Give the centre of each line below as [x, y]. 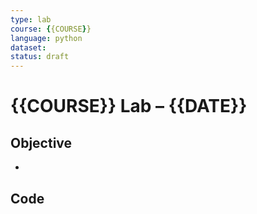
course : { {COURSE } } [51, 29]
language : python [46, 38]
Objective [41, 142]
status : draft [40, 57]
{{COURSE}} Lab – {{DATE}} [129, 106]
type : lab [31, 19]
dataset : [28, 47]
